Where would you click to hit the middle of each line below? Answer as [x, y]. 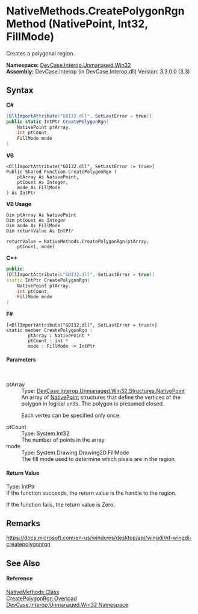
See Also [23, 563]
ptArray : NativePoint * [59, 336]
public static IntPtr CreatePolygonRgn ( [58, 122]
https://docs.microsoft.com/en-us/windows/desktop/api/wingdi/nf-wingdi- [99, 538]
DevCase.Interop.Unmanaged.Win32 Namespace [67, 604]
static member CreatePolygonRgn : [50, 330]
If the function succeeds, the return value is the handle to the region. [91, 493]
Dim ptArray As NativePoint [42, 215]
